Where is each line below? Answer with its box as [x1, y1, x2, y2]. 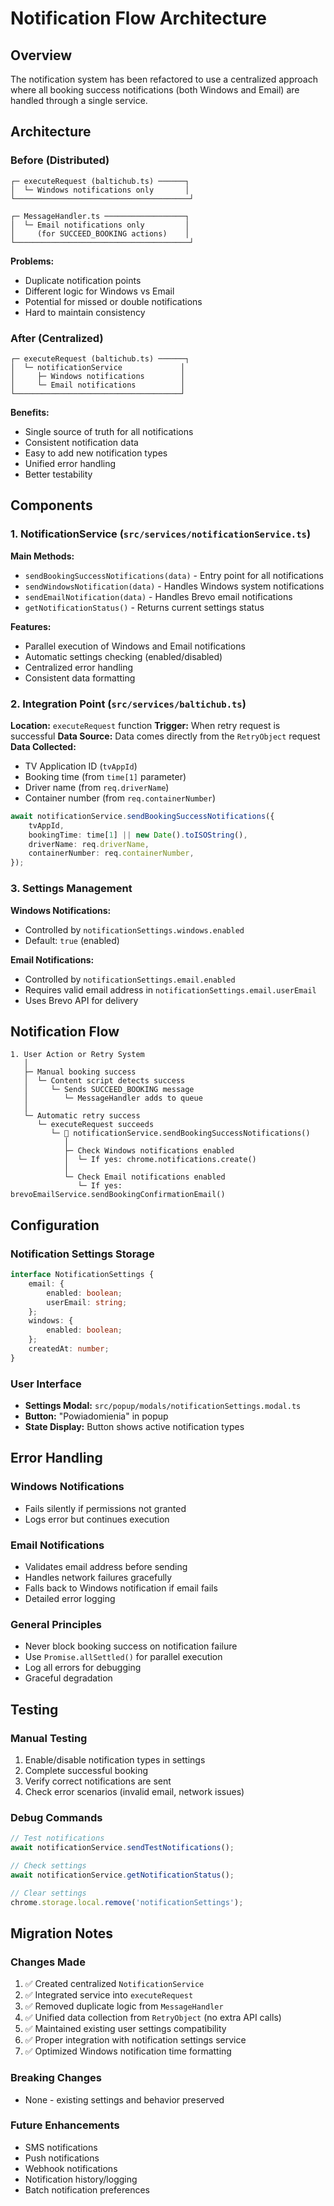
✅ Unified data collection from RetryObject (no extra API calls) [24, 2012, 282, 2024]
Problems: [10, 255, 55, 267]
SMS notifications [24, 2141, 98, 2153]
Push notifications [24, 2152, 100, 2164]
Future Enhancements [10, 2118, 120, 2132]
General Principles [10, 1617, 102, 1631]
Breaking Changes [10, 2071, 103, 2085]
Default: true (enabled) [24, 934, 120, 946]
